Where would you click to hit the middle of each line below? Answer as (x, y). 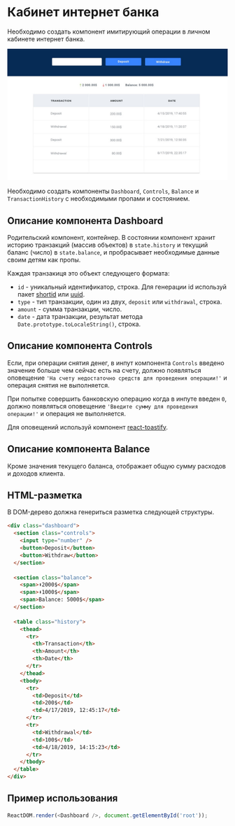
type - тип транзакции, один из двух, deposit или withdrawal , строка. (120, 301)
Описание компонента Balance (79, 449)
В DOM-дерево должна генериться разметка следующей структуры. (111, 512)
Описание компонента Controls (80, 346)
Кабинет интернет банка (83, 12)
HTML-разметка (45, 495)
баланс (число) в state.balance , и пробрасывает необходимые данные (114, 252)
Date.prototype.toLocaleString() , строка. (79, 324)
